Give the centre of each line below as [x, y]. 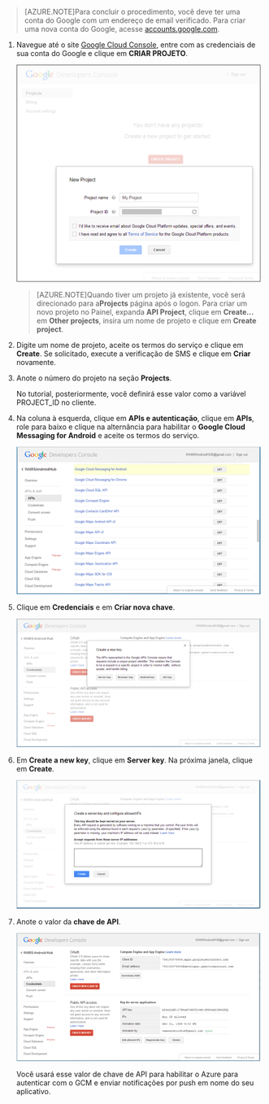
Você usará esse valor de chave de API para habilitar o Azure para [127, 1074]
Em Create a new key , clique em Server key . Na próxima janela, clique [134, 760]
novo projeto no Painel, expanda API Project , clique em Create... [145, 311]
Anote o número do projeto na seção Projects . [94, 378]
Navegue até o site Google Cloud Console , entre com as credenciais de [136, 45]
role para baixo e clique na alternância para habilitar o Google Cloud [130, 427]
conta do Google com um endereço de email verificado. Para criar [135, 20]
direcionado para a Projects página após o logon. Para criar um [142, 303]
